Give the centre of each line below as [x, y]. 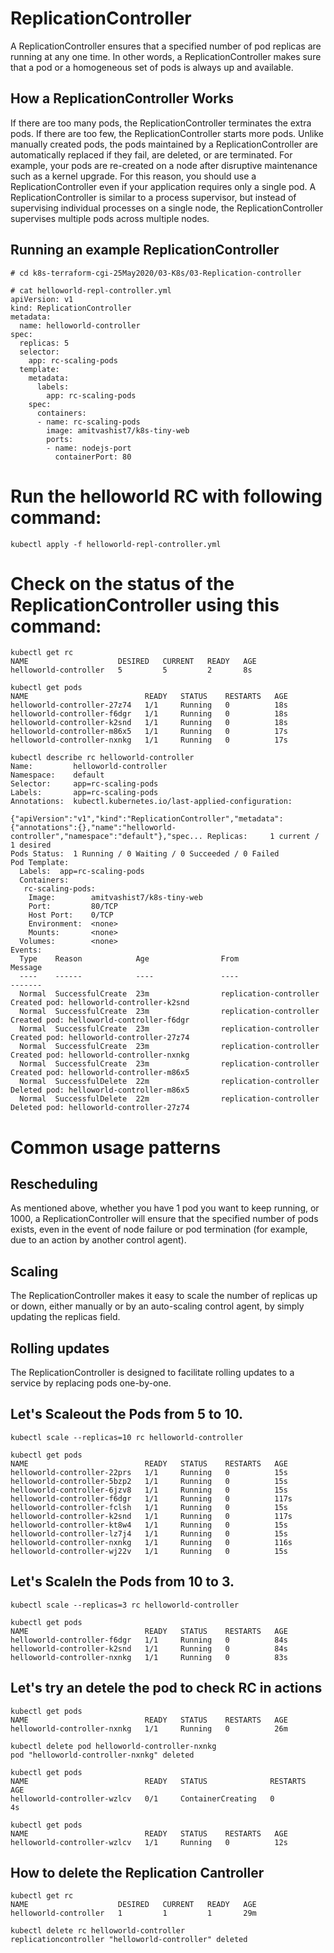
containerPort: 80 [93, 457]
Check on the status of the [122, 583]
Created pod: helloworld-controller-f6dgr [100, 1020]
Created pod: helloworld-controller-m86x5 [100, 1073]
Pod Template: [40, 863]
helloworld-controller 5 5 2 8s [131, 670]
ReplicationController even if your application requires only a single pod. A [163, 186]
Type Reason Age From [129, 959]
